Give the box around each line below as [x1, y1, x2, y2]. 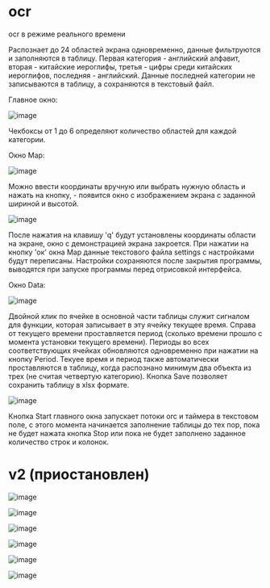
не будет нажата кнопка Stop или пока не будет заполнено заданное [8, 428, 246, 438]
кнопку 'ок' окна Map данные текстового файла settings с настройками [8, 247, 255, 257]
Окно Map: [8, 150, 45, 160]
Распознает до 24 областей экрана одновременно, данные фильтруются [8, 44, 261, 54]
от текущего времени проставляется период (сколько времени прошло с [8, 328, 263, 338]
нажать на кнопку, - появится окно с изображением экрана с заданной [8, 190, 256, 199]
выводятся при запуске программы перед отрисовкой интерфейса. [8, 264, 242, 274]
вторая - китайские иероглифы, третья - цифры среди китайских [8, 61, 233, 71]
